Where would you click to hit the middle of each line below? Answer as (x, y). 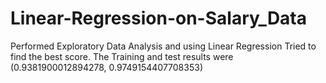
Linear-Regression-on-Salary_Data (159, 18)
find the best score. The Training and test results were (122, 56)
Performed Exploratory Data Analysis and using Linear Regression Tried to (163, 46)
